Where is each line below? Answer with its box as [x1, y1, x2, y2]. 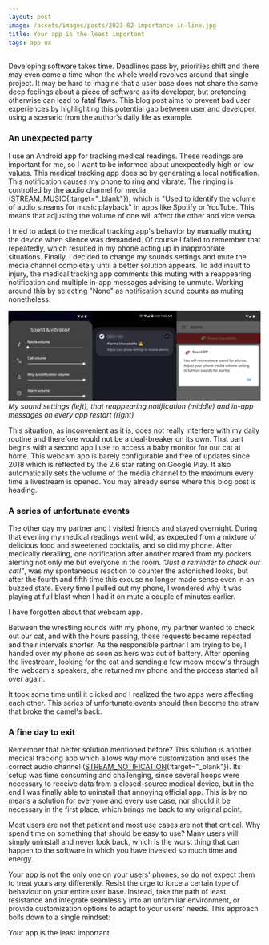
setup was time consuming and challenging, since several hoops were [8, 771, 240, 780]
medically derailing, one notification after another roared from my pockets [8, 549, 252, 558]
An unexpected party [8, 132, 94, 144]
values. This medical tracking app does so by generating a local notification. [8, 168, 260, 177]
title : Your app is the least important [8, 30, 146, 38]
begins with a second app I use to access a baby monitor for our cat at [8, 442, 242, 452]
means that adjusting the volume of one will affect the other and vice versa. [8, 210, 258, 220]
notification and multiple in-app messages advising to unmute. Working [8, 277, 244, 287]
